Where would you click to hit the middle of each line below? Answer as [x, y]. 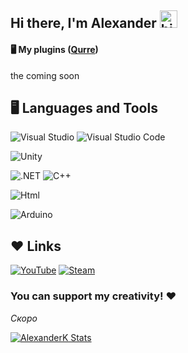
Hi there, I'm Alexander [83, 23]
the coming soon [45, 75]
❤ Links [36, 246]
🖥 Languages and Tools [84, 107]
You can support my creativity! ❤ [93, 296]
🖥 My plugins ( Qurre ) [54, 49]
